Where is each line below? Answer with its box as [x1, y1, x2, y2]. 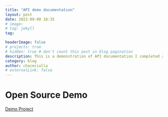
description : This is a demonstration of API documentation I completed [5, 54, 160, 59]
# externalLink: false [5, 68, 52, 73]
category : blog [5, 58, 37, 63]
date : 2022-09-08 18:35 [5, 17, 55, 22]
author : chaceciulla [5, 63, 48, 68]
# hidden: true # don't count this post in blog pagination [5, 49, 133, 54]
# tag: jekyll [5, 26, 35, 31]
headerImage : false [5, 40, 46, 45]
